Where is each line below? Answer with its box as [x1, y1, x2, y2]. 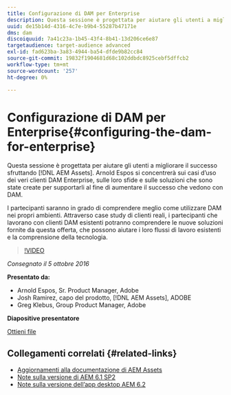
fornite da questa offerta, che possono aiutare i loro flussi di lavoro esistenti [7, 226, 221, 234]
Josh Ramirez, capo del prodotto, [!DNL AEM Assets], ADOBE [16, 293, 192, 302]
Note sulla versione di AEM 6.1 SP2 [16, 373, 115, 381]
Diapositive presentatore [7, 314, 80, 323]
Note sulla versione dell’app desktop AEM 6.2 [16, 381, 146, 389]
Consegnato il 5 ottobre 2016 [7, 260, 89, 268]
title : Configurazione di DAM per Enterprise [7, 10, 140, 17]
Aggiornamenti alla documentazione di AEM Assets [16, 365, 163, 374]
